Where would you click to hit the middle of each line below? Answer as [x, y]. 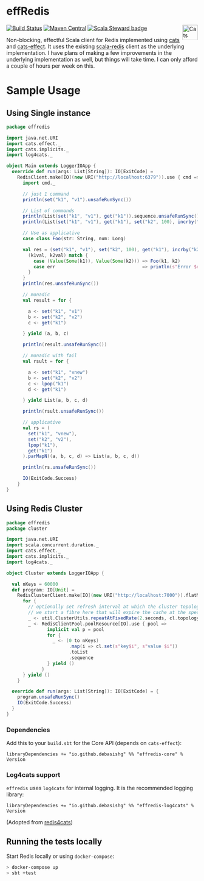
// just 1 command [46, 194]
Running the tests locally [54, 842]
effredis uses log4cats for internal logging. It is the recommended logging [100, 788]
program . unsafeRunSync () [49, 697]
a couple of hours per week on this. [51, 66]
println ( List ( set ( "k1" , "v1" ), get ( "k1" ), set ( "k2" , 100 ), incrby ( [110, 222]
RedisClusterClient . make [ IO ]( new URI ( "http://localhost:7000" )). [102, 596]
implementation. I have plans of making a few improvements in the [89, 52]
